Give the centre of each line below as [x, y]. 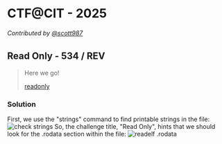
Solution [22, 104]
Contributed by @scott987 [45, 33]
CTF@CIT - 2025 [57, 13]
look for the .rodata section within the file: [67, 134]
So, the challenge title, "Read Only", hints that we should [135, 127]
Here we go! [42, 73]
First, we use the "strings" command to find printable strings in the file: [109, 119]
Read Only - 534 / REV [56, 56]
